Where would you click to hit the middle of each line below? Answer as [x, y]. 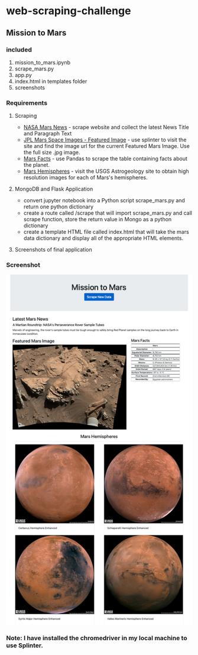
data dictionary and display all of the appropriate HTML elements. [103, 238]
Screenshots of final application [53, 250]
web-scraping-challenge [69, 11]
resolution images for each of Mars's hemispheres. [85, 178]
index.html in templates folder [51, 81]
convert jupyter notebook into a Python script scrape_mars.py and [104, 201]
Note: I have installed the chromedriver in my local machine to [97, 638]
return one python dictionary [58, 207]
